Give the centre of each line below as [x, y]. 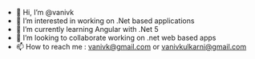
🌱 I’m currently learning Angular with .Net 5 [87, 29]
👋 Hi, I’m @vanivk [45, 12]
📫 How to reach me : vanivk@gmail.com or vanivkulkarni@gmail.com [131, 47]
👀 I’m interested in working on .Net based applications [105, 21]
